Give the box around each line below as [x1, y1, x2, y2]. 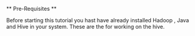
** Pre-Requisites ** [6, 5, 57, 12]
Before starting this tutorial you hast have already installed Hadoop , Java [6, 17, 190, 23]
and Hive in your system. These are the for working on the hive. [6, 23, 165, 30]
